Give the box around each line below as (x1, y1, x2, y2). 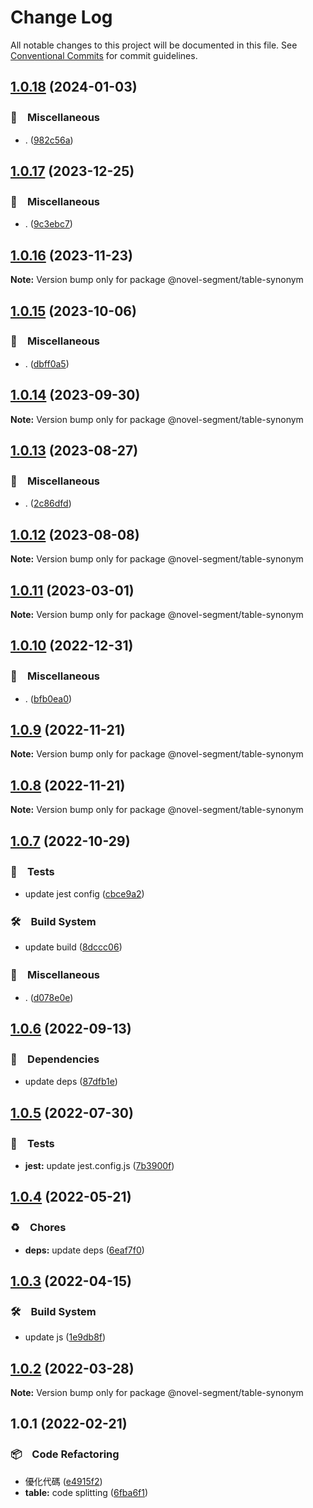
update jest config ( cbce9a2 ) (24, 887, 145, 900)
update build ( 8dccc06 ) (24, 941, 123, 953)
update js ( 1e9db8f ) (24, 1331, 107, 1343)
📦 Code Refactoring (10, 1447, 120, 1461)
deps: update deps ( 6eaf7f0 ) (24, 1244, 145, 1256)
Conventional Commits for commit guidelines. (10, 49, 198, 61)
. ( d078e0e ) (24, 991, 74, 1003)
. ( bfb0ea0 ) (24, 692, 73, 705)
